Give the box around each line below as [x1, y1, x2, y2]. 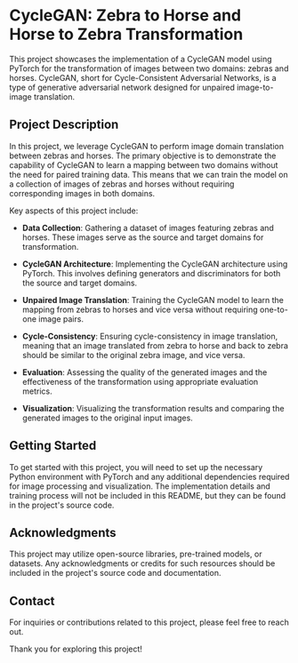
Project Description [9, 117, 119, 132]
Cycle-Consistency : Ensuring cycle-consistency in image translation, [21, 331, 278, 341]
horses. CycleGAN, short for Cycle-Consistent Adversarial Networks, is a [9, 72, 278, 83]
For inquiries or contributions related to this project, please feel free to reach [9, 617, 289, 627]
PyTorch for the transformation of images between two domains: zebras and [9, 63, 289, 74]
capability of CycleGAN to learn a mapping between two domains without [9, 159, 278, 170]
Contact [9, 593, 55, 609]
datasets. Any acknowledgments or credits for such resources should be [9, 558, 276, 569]
